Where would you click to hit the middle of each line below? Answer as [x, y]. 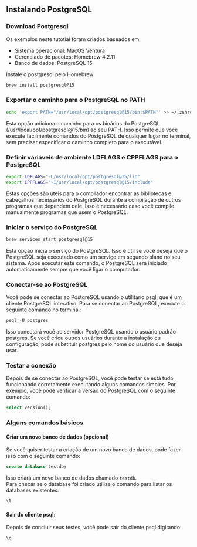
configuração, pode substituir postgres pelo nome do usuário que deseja [94, 344]
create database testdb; [36, 467]
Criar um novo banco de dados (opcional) [58, 437]
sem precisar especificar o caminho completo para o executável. [84, 142]
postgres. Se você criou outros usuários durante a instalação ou [84, 338]
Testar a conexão [31, 366]
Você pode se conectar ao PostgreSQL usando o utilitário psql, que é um [94, 297]
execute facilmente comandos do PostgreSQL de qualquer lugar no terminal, [98, 136]
